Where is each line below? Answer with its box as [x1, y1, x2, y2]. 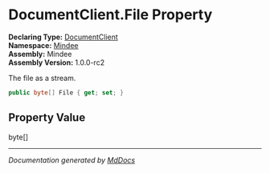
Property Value [8, 111, 86, 125]
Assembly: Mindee [8, 49, 72, 58]
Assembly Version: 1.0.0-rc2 [8, 58, 105, 67]
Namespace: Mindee [8, 40, 79, 50]
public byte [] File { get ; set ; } [8, 88, 125, 97]
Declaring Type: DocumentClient [8, 32, 118, 42]
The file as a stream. [8, 73, 76, 82]
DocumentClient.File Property [8, 6, 213, 24]
